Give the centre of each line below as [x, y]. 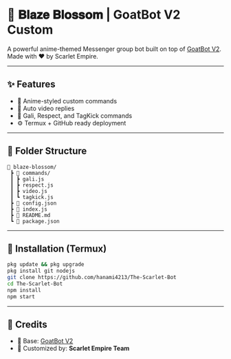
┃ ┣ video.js [29, 191]
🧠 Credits [27, 325]
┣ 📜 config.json [33, 203]
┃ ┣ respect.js [32, 185]
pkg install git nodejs [41, 271]
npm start [21, 296]
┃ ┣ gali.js [27, 179]
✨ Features [31, 84]
